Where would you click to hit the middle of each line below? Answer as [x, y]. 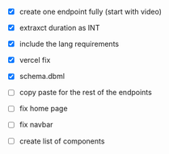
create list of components [62, 141]
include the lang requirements [69, 44]
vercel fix [35, 60]
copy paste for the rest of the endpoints [86, 93]
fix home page [43, 109]
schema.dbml [42, 77]
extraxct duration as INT [59, 28]
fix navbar [36, 125]
